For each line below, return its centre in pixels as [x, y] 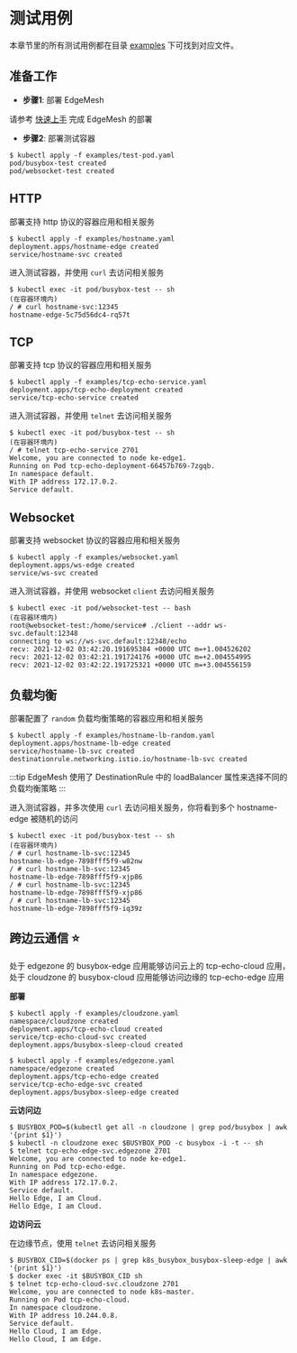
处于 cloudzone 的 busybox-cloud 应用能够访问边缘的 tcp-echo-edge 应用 [147, 977]
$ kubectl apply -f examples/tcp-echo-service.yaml [108, 382]
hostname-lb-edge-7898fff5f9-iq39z [76, 908]
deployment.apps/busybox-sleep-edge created [94, 1092]
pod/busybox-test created [58, 163]
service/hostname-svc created [66, 254]
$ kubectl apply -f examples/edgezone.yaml [92, 1061]
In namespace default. [52, 474]
